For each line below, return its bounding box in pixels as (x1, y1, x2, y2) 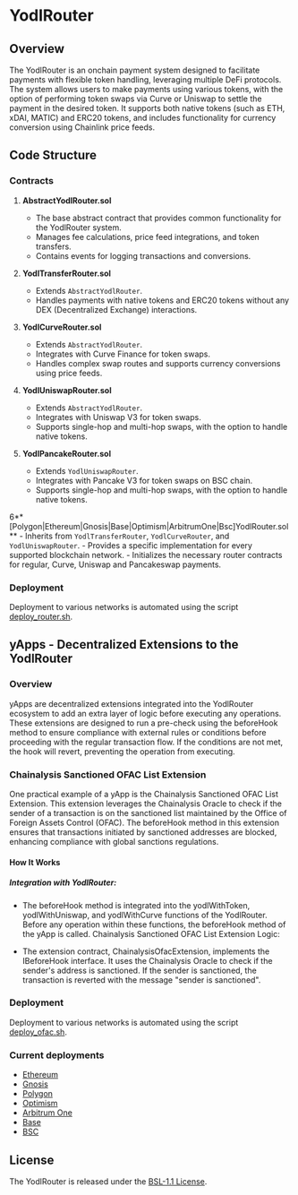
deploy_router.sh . (9, 611, 73, 622)
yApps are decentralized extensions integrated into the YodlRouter (9, 698, 253, 709)
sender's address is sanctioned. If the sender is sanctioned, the (21, 965, 257, 976)
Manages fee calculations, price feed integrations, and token (35, 231, 260, 242)
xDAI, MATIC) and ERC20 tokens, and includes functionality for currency (9, 113, 277, 123)
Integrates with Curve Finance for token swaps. (35, 348, 211, 359)
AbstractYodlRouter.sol (21, 194, 112, 206)
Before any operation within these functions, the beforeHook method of (21, 919, 286, 930)
